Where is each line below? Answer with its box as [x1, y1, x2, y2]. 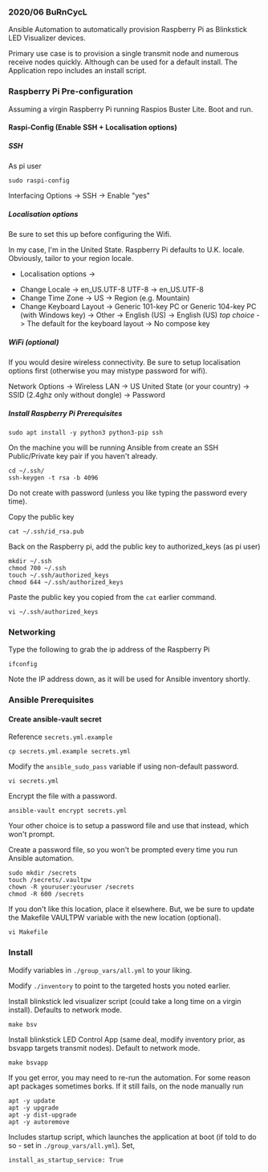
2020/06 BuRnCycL [8, 6, 88, 18]
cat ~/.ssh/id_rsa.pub [8, 528, 84, 536]
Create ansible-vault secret [8, 714, 102, 724]
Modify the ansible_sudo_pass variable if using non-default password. [8, 762, 239, 771]
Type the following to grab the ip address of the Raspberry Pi [8, 645, 210, 655]
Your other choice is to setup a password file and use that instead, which [8, 821, 250, 831]
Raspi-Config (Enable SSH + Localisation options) [8, 123, 178, 133]
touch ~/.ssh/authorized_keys [8, 571, 110, 580]
